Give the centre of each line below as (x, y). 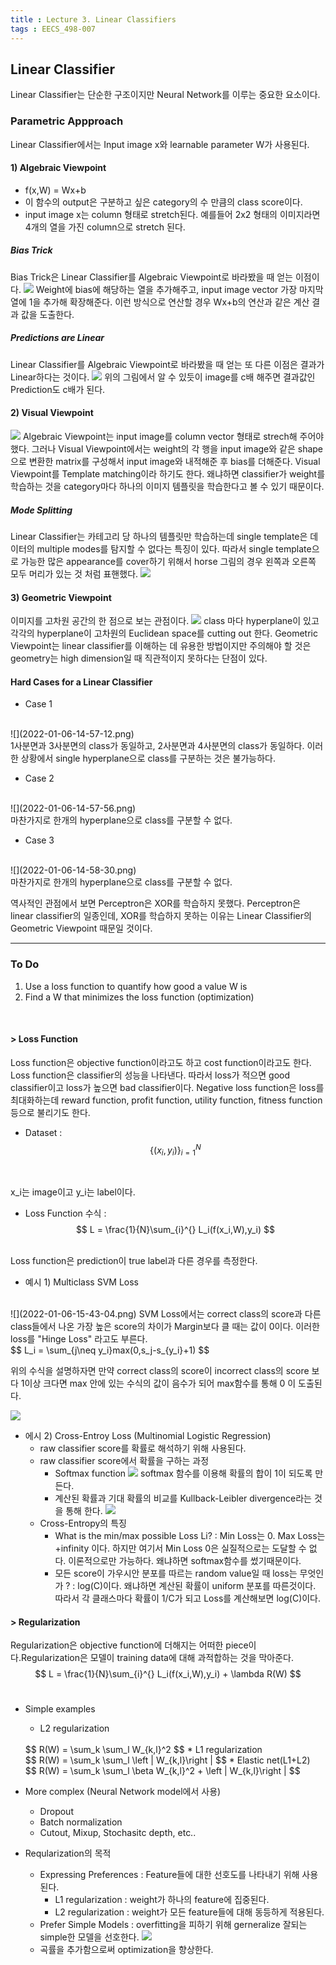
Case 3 (39, 840)
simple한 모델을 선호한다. (89, 1937)
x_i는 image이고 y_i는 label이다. (73, 1192)
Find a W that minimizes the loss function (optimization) (139, 997)
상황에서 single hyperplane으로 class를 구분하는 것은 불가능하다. (148, 758)
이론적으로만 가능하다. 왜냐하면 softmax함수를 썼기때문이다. (185, 1561)
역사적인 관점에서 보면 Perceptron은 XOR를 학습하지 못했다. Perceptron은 (156, 903)
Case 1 (38, 704)
